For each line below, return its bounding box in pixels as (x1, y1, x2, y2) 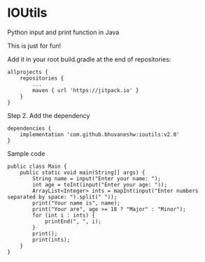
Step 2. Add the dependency (7, 111, 90, 119)
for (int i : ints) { (32, 212, 96, 219)
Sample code (7, 149, 45, 158)
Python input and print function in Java (7, 28, 120, 36)
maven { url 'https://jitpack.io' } (32, 87, 139, 94)
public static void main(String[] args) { (20, 169, 146, 176)
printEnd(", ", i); (44, 218, 101, 225)
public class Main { (7, 163, 68, 170)
